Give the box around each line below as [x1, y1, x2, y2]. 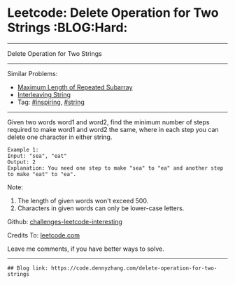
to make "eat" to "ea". [7, 170, 77, 177]
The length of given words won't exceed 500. [17, 196, 149, 205]
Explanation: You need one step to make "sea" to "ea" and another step [7, 164, 224, 172]
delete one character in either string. [7, 133, 113, 141]
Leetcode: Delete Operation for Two [7, 5, 219, 21]
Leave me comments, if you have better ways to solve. [7, 244, 164, 253]
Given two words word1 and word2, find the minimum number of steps [7, 117, 210, 126]
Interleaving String [17, 90, 71, 98]
